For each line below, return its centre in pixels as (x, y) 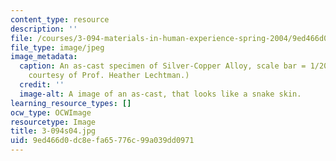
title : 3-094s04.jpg (53, 131)
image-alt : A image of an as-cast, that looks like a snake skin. (160, 94)
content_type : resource (60, 19)
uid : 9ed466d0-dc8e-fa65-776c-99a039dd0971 (102, 141)
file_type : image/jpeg (57, 47)
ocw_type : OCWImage (51, 112)
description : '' (44, 29)
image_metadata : (44, 57)
